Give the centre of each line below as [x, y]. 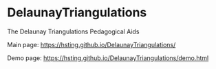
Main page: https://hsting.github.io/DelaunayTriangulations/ [91, 44]
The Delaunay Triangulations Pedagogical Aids [73, 31]
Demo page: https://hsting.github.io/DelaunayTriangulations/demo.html [108, 58]
